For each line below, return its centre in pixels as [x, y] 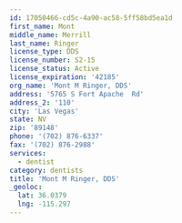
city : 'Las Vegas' [44, 111]
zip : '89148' [34, 128]
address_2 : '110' [42, 102]
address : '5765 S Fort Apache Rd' [77, 94]
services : [28, 153]
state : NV [28, 119]
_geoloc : [26, 188]
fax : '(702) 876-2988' [52, 145]
